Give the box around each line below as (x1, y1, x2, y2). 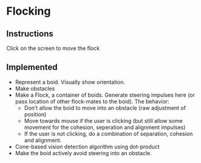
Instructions (6, 29, 53, 39)
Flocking (6, 4, 51, 18)
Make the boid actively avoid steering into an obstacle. (15, 149, 152, 156)
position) (24, 111, 47, 118)
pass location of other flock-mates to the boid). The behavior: (15, 97, 169, 105)
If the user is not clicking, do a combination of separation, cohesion (24, 130, 193, 137)
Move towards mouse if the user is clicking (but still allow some (24, 117, 183, 124)
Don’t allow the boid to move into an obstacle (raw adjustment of (24, 104, 186, 111)
